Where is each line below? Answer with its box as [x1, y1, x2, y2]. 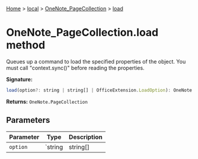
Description [69, 133, 103, 141]
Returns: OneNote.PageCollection [6, 98, 88, 105]
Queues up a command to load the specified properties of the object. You [6, 58, 186, 65]
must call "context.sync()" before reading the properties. [6, 64, 145, 71]
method [6, 39, 46, 52]
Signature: [6, 75, 33, 82]
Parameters [6, 115, 50, 125]
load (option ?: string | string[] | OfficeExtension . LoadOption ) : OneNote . [6, 87, 195, 93]
